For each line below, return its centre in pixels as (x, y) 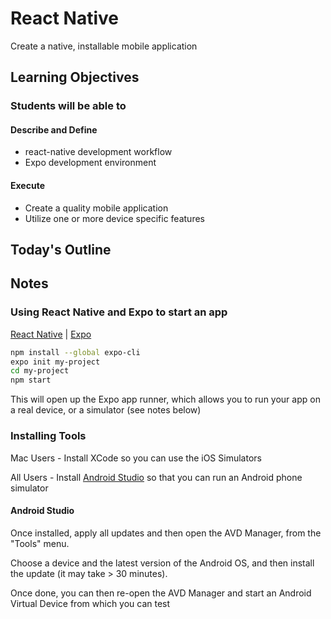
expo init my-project (55, 362)
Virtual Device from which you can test (90, 603)
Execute (27, 186)
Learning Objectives (75, 77)
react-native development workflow (98, 152)
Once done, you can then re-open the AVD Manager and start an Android (161, 593)
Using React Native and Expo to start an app (119, 312)
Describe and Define (54, 129)
